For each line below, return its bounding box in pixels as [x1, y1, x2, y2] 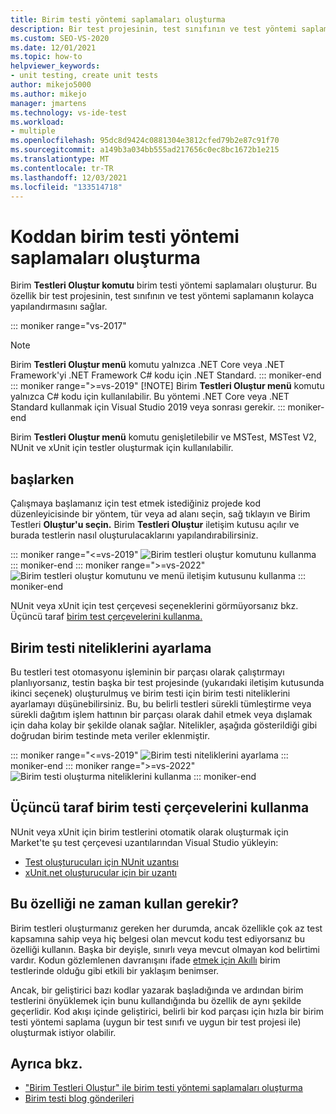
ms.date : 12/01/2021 [10, 42, 97, 53]
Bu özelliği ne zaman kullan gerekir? [10, 896, 240, 913]
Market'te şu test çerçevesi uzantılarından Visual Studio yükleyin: [10, 836, 279, 848]
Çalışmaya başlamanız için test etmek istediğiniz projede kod [10, 497, 261, 510]
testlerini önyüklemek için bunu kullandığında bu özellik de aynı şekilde [10, 994, 302, 1006]
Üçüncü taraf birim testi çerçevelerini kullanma [10, 799, 310, 816]
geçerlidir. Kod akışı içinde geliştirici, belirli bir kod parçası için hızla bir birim [10, 1005, 324, 1017]
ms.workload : [10, 117, 65, 127]
